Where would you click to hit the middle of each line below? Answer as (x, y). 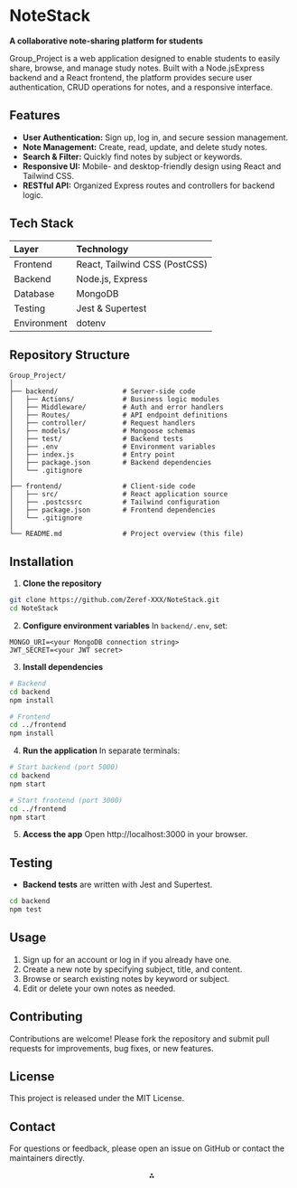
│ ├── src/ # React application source (119, 495)
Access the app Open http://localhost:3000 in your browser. (135, 834)
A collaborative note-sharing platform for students (106, 41)
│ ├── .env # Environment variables (113, 447)
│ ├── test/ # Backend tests (96, 439)
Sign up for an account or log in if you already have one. (127, 959)
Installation (42, 561)
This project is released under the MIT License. (97, 1098)
